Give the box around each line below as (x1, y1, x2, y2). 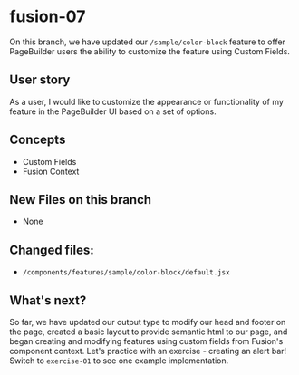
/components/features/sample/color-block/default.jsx (22, 268, 230, 277)
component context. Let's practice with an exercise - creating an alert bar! (9, 346, 287, 356)
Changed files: (9, 242, 95, 257)
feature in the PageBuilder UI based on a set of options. (9, 106, 217, 117)
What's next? (9, 293, 87, 308)
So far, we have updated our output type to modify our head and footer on (9, 317, 286, 327)
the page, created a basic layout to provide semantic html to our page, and (9, 326, 288, 337)
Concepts (9, 132, 66, 148)
